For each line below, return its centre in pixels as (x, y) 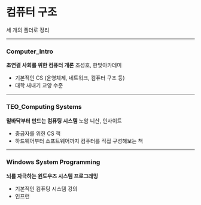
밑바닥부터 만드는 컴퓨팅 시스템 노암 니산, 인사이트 (64, 121)
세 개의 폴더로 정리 (28, 30)
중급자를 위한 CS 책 (38, 133)
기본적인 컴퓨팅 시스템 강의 (46, 188)
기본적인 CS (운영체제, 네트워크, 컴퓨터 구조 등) (70, 78)
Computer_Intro (30, 51)
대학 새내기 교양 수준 (39, 85)
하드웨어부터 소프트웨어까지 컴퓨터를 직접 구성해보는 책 (79, 140)
